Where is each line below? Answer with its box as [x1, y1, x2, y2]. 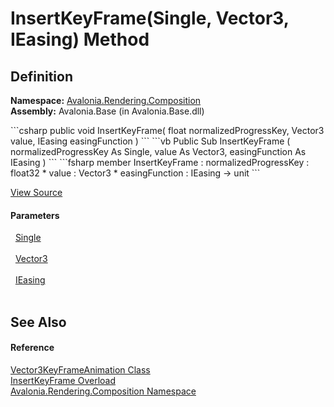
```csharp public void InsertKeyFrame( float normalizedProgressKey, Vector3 [10, 125, 325, 136]
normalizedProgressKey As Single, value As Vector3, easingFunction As [10, 146, 307, 157]
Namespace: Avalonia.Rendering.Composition [10, 95, 202, 106]
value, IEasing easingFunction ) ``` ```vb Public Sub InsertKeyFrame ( [10, 135, 291, 147]
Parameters [10, 209, 60, 221]
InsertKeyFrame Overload [10, 374, 116, 386]
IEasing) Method [10, 28, 150, 51]
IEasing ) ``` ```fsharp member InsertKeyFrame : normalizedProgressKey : [10, 157, 310, 168]
